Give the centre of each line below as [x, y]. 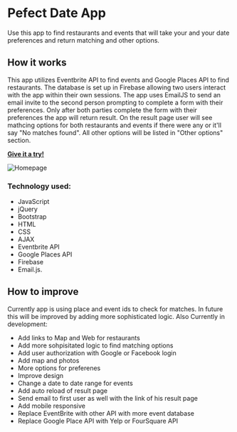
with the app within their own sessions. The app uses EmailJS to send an [114, 94]
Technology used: [39, 186]
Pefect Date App [57, 13]
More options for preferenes [59, 368]
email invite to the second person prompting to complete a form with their [115, 102]
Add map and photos [48, 360]
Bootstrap [32, 217]
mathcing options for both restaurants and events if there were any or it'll [115, 125]
